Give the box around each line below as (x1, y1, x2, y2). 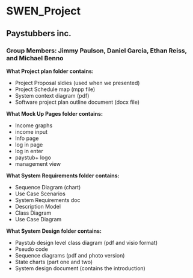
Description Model (14, 203, 61, 210)
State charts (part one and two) (14, 258, 93, 265)
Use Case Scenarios (14, 190, 66, 197)
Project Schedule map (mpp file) (14, 86, 96, 93)
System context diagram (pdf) (14, 92, 90, 99)
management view (14, 160, 61, 167)
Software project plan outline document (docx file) (14, 98, 140, 106)
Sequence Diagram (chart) (14, 183, 81, 191)
